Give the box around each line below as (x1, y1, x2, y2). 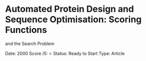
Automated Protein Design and (5, 3, 134, 15)
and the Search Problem (5, 40, 54, 46)
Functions (5, 25, 47, 35)
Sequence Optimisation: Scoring (5, 14, 142, 25)
